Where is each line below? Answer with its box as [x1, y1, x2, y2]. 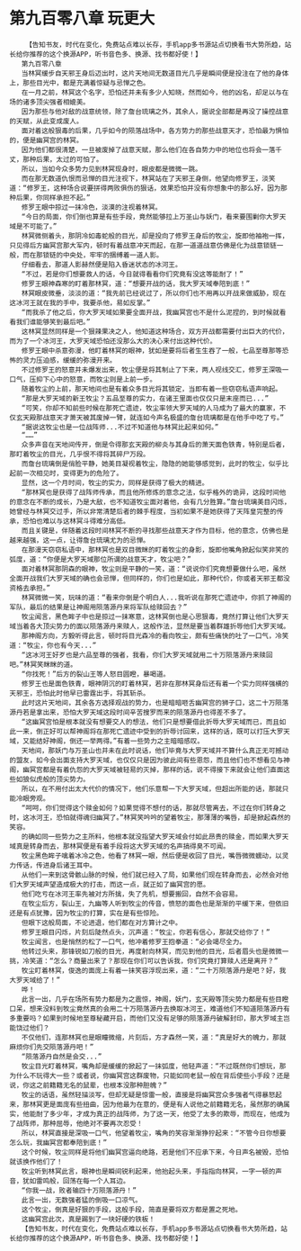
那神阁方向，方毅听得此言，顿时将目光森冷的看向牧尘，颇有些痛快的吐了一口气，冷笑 [21, 631, 289, 640]
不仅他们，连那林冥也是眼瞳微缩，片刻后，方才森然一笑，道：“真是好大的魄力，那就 [21, 1032, 287, 1042]
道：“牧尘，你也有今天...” [9, 641, 97, 650]
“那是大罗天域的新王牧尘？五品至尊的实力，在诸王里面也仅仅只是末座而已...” [21, 393, 270, 403]
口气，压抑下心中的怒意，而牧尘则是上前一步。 [9, 374, 157, 383]
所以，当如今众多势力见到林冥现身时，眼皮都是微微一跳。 [21, 164, 202, 174]
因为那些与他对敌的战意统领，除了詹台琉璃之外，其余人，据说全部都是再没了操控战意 [21, 107, 289, 116]
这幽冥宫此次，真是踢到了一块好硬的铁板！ [21, 1214, 155, 1224]
